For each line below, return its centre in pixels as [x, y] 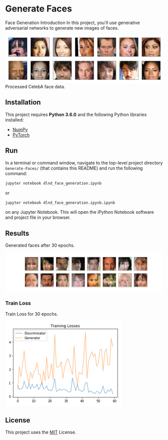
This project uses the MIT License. [41, 432]
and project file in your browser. [38, 217]
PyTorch [21, 135]
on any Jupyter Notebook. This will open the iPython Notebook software [79, 212]
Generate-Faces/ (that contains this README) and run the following [74, 168]
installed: [14, 120]
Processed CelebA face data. [35, 87]
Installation [23, 103]
